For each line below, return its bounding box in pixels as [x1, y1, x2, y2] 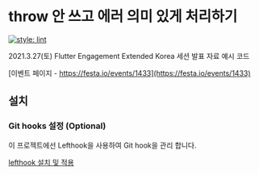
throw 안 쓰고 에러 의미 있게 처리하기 [8, 7, 238, 26]
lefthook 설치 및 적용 [8, 157, 74, 167]
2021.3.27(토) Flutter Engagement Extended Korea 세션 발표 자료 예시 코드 [8, 51, 250, 60]
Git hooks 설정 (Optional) [8, 120, 107, 131]
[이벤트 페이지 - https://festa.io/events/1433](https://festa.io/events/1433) [8, 68, 252, 77]
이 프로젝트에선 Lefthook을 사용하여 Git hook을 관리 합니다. [8, 140, 197, 150]
